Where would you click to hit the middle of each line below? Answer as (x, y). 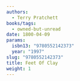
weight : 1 (19, 69)
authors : (17, 12)
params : (16, 40)
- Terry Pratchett (35, 18)
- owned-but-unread (36, 29)
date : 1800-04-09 (28, 35)
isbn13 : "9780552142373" (43, 46)
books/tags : (21, 23)
